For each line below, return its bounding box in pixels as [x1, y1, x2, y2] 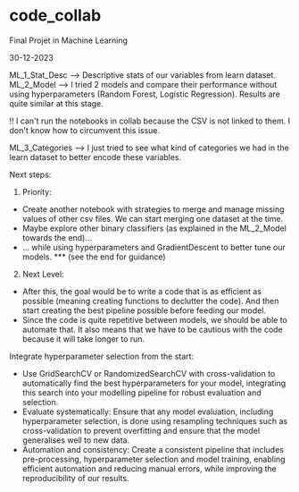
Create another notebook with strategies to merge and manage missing [21, 203, 285, 215]
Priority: [21, 186, 52, 197]
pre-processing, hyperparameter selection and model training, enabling [21, 454, 286, 464]
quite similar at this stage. [9, 98, 104, 108]
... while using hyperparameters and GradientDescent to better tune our [21, 242, 286, 252]
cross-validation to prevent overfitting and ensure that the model [21, 425, 261, 436]
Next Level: [21, 268, 64, 279]
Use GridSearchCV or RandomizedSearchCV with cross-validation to [21, 368, 276, 378]
